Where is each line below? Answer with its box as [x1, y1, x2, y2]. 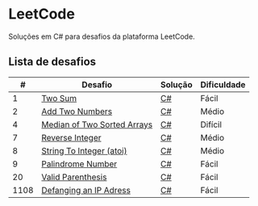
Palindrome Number [41, 158, 118, 170]
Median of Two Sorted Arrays [41, 119, 153, 130]
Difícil [200, 119, 223, 130]
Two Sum [41, 92, 77, 103]
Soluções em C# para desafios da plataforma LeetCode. [8, 32, 195, 41]
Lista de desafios [8, 55, 97, 69]
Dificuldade [200, 78, 246, 90]
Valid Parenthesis [41, 171, 107, 183]
